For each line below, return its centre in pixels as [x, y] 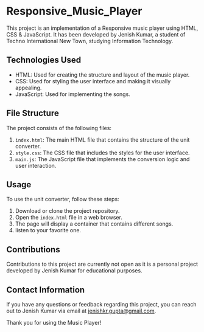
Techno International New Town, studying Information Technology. [90, 41]
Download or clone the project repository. [67, 211]
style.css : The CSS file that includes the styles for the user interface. [102, 153]
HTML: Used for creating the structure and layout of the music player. [102, 75]
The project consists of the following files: [59, 128]
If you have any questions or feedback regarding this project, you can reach [101, 304]
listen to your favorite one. [48, 230]
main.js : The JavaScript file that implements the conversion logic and [102, 159]
